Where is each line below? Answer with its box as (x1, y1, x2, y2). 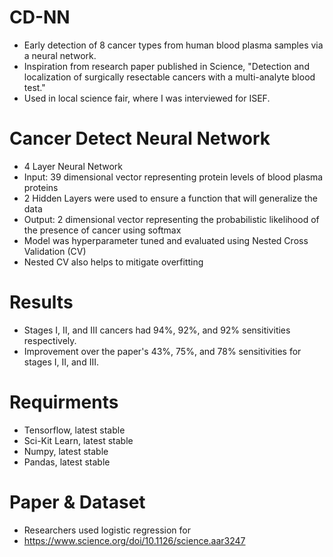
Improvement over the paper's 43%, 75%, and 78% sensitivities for (23, 345, 302, 357)
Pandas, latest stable (23, 456, 111, 468)
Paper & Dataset (9, 491, 146, 513)
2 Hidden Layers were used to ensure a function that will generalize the (23, 192, 319, 204)
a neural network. (23, 49, 97, 61)
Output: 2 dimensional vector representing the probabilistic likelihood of (23, 213, 320, 225)
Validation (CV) (23, 245, 87, 257)
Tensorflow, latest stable (23, 424, 126, 436)
